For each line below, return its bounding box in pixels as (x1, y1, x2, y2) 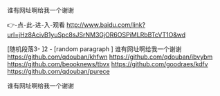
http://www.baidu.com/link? (66, 21, 146, 29)
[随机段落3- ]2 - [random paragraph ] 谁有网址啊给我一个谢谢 (7, 45, 182, 53)
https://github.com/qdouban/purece (7, 68, 110, 75)
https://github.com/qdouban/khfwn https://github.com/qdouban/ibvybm (7, 52, 213, 61)
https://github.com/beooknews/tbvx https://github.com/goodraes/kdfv (7, 60, 209, 68)
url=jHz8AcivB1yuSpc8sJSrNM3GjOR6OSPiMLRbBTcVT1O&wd (7, 30, 185, 39)
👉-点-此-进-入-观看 (7, 21, 66, 29)
